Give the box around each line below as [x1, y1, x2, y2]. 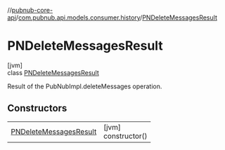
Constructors [7, 102, 67, 114]
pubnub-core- [11, 6, 53, 14]
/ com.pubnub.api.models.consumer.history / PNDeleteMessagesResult [15, 13, 218, 22]
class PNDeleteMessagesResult [7, 68, 100, 76]
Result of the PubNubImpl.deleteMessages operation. [7, 82, 162, 90]
